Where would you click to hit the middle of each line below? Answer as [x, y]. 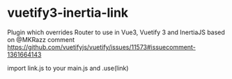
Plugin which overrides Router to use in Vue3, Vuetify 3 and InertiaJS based [116, 32]
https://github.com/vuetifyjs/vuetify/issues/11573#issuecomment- [102, 47]
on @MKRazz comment [41, 39]
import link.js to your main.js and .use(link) [68, 68]
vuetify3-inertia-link [68, 13]
